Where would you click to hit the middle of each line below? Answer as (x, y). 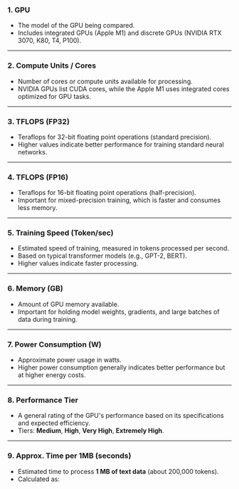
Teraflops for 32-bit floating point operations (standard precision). (115, 137)
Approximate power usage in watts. (70, 360)
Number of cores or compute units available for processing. (105, 81)
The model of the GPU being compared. (76, 26)
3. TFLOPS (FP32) (38, 121)
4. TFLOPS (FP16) (38, 177)
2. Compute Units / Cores (52, 65)
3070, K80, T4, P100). (49, 41)
